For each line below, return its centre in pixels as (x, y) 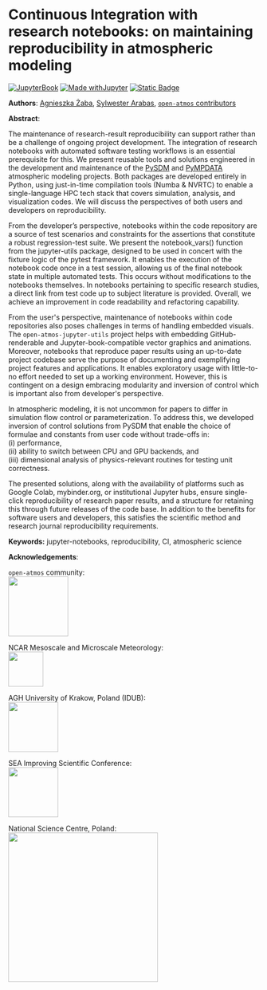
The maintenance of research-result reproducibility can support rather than (132, 134)
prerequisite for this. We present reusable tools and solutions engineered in (132, 159)
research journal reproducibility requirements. (84, 526)
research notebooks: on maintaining (131, 31)
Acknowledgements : (43, 556)
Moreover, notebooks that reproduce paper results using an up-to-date (125, 351)
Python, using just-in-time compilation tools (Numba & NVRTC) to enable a (131, 184)
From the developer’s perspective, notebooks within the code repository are (133, 226)
